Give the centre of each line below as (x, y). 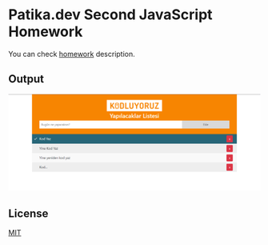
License (28, 213)
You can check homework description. (72, 54)
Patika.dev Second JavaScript (111, 15)
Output (26, 79)
